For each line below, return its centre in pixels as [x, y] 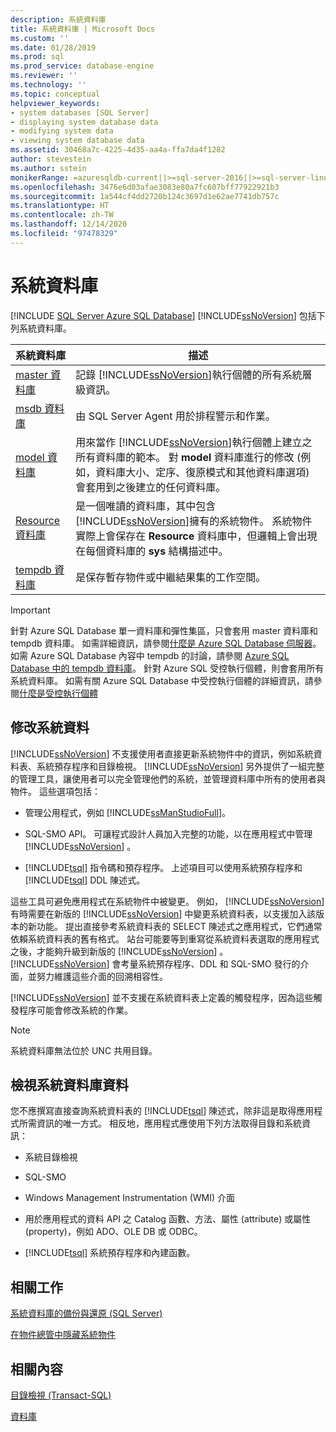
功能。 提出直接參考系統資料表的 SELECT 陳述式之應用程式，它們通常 [179, 926]
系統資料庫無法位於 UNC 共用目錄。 [84, 1050]
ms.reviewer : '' [44, 76]
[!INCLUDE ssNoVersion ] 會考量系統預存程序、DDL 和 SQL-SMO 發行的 [155, 963]
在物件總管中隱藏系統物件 [63, 1335]
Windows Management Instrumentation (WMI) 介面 [130, 1198]
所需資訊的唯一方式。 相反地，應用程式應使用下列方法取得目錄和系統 [160, 1123]
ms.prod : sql [37, 57]
